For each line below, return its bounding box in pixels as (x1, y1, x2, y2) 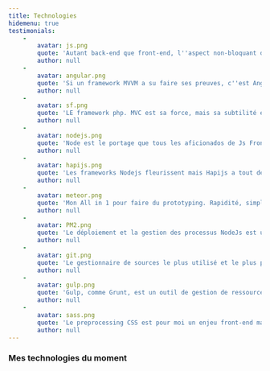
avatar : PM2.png (37, 221, 92, 229)
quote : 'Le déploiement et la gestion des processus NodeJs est (37, 229, 257, 237)
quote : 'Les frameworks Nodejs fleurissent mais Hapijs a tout (37, 169, 253, 177)
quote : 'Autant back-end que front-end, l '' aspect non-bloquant (37, 49, 257, 57)
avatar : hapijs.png (37, 162, 103, 170)
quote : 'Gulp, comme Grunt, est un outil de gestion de (37, 289, 228, 297)
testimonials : (8, 27, 56, 35)
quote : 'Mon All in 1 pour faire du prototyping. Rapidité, (37, 199, 243, 207)
